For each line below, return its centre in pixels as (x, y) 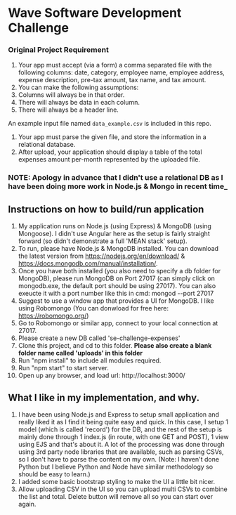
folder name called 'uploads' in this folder (80, 353)
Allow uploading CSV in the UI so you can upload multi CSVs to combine (123, 489)
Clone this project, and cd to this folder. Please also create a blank (115, 346)
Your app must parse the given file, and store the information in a (112, 137)
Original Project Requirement (59, 50)
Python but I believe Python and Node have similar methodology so (116, 467)
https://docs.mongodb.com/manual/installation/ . (88, 263)
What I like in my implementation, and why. (104, 397)
